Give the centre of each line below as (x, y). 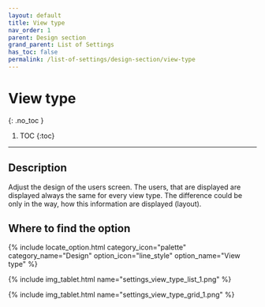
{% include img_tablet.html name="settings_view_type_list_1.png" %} (120, 279)
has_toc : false (33, 52)
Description (37, 168)
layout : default (35, 15)
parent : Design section (47, 37)
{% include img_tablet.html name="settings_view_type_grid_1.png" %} (121, 295)
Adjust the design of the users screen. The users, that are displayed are (125, 187)
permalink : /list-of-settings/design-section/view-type (102, 60)
